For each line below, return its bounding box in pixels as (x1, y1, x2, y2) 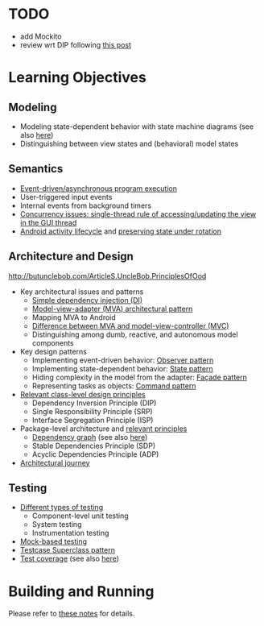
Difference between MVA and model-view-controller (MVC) (31, 321, 229, 330)
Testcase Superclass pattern (19, 545, 115, 555)
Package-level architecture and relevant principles (19, 424, 188, 433)
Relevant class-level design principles (19, 389, 146, 399)
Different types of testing (19, 503, 103, 512)
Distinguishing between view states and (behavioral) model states (19, 139, 239, 148)
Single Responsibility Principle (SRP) (31, 406, 153, 416)
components (31, 338, 74, 347)
